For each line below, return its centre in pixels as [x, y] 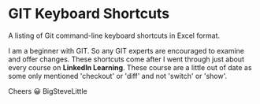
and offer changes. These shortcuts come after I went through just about [126, 59]
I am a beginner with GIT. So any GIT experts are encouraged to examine [126, 50]
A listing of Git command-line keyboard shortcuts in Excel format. [114, 35]
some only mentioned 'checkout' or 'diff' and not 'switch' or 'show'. [118, 76]
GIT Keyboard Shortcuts [89, 14]
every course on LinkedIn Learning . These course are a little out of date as [130, 67]
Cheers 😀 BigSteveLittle [48, 91]
